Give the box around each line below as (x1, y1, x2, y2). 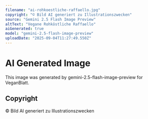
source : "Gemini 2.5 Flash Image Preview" (5, 17, 96, 22)
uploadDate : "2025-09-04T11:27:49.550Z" (5, 36, 92, 41)
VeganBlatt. (5, 80, 29, 86)
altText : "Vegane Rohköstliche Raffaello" (5, 21, 96, 27)
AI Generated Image (5, 58, 91, 69)
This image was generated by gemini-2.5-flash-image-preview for (5, 74, 143, 80)
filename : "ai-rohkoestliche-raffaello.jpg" (5, 7, 101, 13)
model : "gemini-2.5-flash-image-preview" (5, 31, 94, 36)
